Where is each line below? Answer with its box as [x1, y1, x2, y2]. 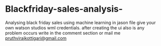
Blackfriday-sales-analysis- [5, 3, 123, 15]
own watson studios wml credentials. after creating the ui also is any [5, 24, 145, 30]
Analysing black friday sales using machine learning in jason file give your [5, 20, 156, 25]
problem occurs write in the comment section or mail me [5, 30, 120, 36]
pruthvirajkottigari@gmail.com [5, 35, 67, 41]
